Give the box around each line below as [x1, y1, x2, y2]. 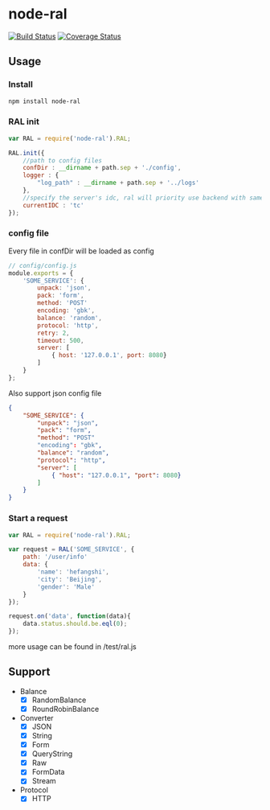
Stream [31, 776, 56, 786]
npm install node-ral [8, 97, 81, 105]
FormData [31, 767, 65, 777]
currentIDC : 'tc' [22, 201, 84, 209]
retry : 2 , [37, 329, 70, 337]
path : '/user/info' [22, 553, 88, 561]
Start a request [8, 512, 68, 524]
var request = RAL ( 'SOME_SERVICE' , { [8, 545, 135, 553]
